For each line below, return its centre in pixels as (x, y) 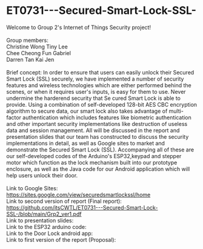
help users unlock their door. (42, 175)
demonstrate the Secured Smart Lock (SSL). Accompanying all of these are (100, 150)
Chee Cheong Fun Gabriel (39, 53)
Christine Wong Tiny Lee (37, 47)
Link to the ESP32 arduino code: (46, 227)
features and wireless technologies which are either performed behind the (99, 85)
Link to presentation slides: (40, 220)
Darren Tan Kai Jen (30, 59)
